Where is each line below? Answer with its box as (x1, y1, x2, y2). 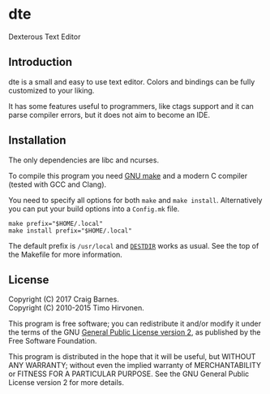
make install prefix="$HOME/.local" (8, 227, 132, 235)
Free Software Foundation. (8, 336, 97, 346)
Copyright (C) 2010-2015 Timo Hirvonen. (8, 303, 144, 313)
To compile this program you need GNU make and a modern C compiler (8, 171, 248, 180)
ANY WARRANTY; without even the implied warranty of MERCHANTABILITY (8, 361, 262, 370)
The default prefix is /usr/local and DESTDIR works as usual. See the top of (8, 240, 259, 250)
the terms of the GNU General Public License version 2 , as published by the (8, 327, 261, 337)
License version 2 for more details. (8, 378, 124, 388)
